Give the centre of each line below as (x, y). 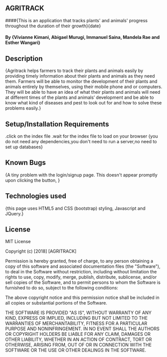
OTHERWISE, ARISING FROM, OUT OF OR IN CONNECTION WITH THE (78, 345)
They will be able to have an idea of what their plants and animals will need (83, 92)
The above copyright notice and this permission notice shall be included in (82, 297)
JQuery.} (14, 213)
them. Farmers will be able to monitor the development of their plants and (81, 81)
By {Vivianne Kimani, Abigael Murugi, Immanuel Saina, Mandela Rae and (82, 37)
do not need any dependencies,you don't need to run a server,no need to (81, 142)
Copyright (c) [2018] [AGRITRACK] (41, 251)
